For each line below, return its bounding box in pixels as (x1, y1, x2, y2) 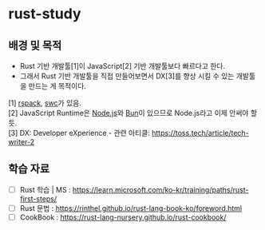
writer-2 (8, 137, 35, 146)
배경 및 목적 (8, 38, 62, 52)
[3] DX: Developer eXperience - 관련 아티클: (8, 129, 150, 137)
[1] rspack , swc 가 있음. (8, 98, 81, 108)
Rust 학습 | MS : (19, 184, 71, 194)
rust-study (8, 5, 81, 23)
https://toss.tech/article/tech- (151, 129, 249, 137)
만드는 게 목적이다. (28, 81, 86, 90)
